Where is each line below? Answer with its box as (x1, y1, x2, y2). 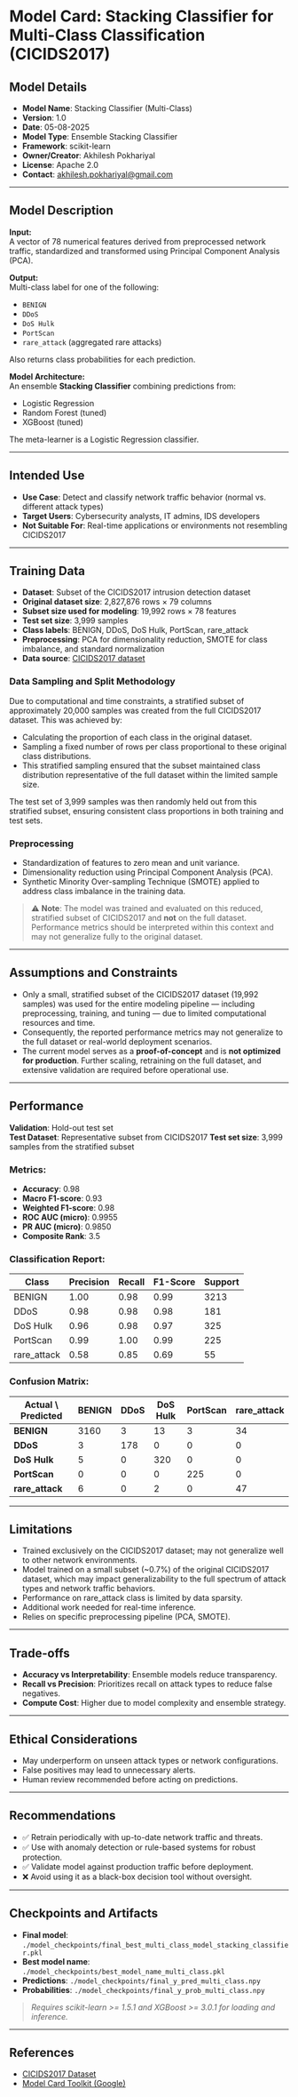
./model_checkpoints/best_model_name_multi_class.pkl (21, 1967, 225, 1976)
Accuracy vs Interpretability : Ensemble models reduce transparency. (21, 1669, 278, 1680)
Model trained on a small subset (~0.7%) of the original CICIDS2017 (21, 1565, 270, 1575)
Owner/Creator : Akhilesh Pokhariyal (21, 150, 155, 161)
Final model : (21, 1929, 69, 1940)
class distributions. (21, 750, 91, 761)
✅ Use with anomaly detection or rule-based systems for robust (21, 1842, 256, 1853)
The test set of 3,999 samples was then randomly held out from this (9, 796, 257, 806)
